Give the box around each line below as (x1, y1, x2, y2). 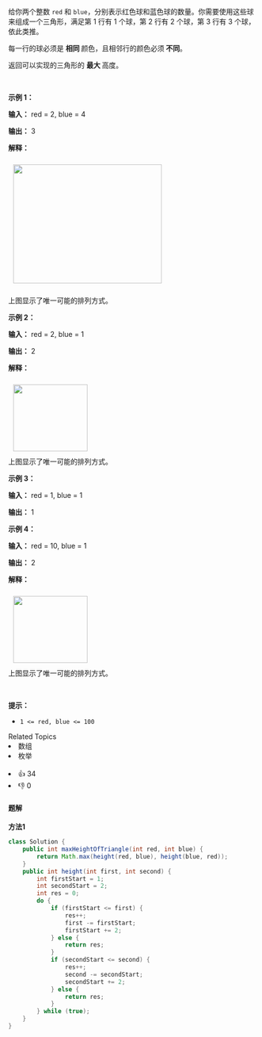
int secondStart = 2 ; (36, 882, 108, 890)
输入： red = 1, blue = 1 (8, 491, 83, 499)
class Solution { (8, 838, 66, 846)
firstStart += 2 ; (64, 926, 123, 934)
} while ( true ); (36, 1008, 90, 1016)
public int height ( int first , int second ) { (22, 867, 172, 875)
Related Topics (8, 732, 57, 741)
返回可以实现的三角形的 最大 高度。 (8, 60, 123, 70)
